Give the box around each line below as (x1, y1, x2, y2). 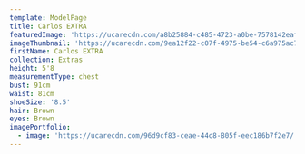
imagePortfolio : (9, 123, 71, 132)
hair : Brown (9, 106, 54, 115)
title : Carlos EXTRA (9, 22, 88, 31)
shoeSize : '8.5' (9, 97, 71, 107)
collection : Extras (9, 55, 84, 64)
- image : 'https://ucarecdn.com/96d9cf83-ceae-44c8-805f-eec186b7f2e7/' (17, 131, 299, 140)
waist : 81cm (9, 89, 54, 98)
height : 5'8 (9, 64, 54, 73)
